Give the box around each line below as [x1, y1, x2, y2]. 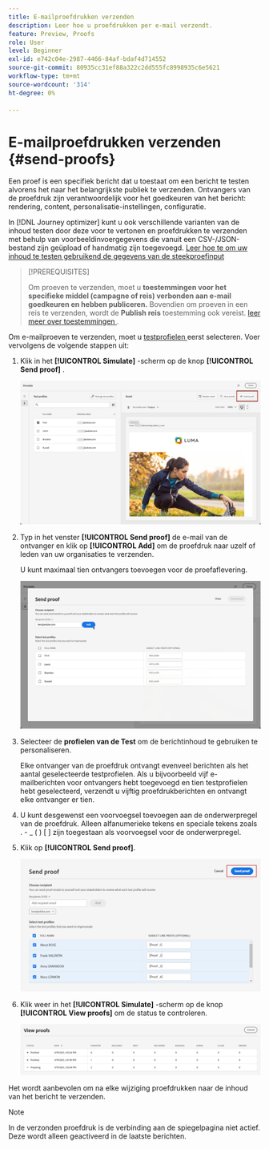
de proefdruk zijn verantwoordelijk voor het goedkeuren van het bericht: [8, 193, 247, 204]
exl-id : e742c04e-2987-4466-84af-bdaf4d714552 [8, 55, 167, 63]
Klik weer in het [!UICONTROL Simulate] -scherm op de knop [19, 999, 223, 1009]
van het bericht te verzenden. [8, 1091, 106, 1101]
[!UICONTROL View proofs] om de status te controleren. [19, 1008, 208, 1018]
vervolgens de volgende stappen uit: [8, 341, 130, 350]
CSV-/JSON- [197, 235, 240, 244]
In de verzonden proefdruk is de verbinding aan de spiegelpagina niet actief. [8, 1123, 260, 1132]
